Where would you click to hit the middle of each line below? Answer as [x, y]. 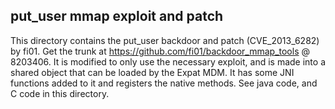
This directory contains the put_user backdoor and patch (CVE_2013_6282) [165, 40]
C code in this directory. [60, 93]
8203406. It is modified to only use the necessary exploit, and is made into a [168, 61]
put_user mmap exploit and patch [117, 16]
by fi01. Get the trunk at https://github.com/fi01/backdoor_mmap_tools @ [160, 51]
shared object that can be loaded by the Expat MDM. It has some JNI [152, 72]
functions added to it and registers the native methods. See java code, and [164, 83]
